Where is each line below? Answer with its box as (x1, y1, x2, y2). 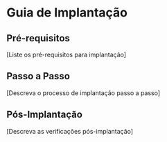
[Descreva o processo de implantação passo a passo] (6, 88, 161, 97)
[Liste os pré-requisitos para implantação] (6, 50, 126, 59)
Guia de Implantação (6, 5, 128, 21)
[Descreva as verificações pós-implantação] (6, 127, 133, 135)
